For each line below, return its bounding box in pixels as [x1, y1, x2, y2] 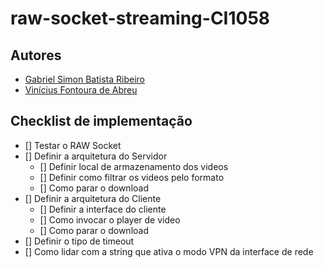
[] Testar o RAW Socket [24, 139, 122, 151]
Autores [10, 47, 62, 64]
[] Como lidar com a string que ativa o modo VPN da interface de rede [24, 245, 314, 257]
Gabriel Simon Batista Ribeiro [24, 73, 145, 85]
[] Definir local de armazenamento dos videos [39, 160, 229, 172]
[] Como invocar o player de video [39, 213, 181, 226]
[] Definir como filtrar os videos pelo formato [39, 171, 225, 183]
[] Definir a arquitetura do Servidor [24, 150, 168, 162]
